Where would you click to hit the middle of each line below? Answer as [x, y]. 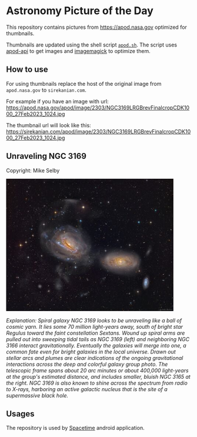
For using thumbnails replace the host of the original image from [84, 84]
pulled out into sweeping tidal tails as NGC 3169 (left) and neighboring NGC [98, 339]
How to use [27, 70]
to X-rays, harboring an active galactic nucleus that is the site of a [87, 389]
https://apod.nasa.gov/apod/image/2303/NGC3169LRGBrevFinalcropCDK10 [98, 108]
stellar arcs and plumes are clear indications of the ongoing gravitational [95, 358]
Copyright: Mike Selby [33, 170]
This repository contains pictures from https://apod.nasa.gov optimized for [96, 27]
